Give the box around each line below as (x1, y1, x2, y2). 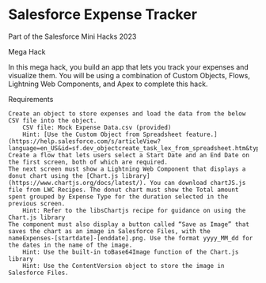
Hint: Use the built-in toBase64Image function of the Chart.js (22, 247, 239, 256)
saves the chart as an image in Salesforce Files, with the (8, 227, 211, 235)
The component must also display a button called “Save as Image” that (8, 220, 249, 228)
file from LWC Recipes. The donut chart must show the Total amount (8, 186, 239, 194)
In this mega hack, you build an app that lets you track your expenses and (8, 62, 249, 72)
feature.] (184, 130, 218, 138)
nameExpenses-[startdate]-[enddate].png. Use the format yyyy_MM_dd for (8, 234, 253, 242)
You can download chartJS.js (150, 179, 246, 187)
